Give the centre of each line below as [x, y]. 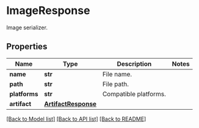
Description [134, 63]
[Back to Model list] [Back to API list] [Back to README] [76, 119]
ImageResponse [48, 11]
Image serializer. [27, 27]
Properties [27, 47]
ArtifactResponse [70, 104]
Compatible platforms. [134, 94]
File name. [117, 74]
